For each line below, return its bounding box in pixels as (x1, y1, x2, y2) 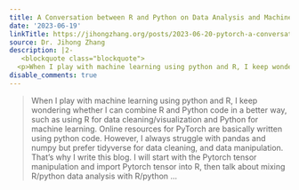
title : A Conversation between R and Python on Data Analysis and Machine (9, 12, 293, 22)
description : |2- (9, 46, 74, 55)
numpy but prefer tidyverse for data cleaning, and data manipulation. (30, 142, 284, 153)
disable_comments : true (9, 71, 98, 80)
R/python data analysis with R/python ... (30, 170, 178, 181)
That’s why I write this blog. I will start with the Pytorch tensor (30, 152, 257, 162)
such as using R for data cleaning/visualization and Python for (30, 114, 259, 124)
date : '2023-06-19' (9, 21, 82, 30)
